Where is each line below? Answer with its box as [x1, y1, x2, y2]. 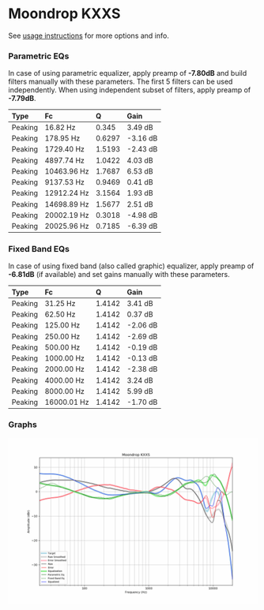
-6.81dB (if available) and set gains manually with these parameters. [8, 270, 231, 279]
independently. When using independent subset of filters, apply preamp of [8, 85, 251, 95]
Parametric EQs [8, 51, 70, 62]
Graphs [8, 419, 37, 430]
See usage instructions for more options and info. [8, 31, 170, 40]
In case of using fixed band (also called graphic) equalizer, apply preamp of [8, 261, 255, 271]
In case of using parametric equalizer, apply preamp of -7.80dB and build [8, 69, 247, 78]
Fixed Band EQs [8, 243, 70, 254]
